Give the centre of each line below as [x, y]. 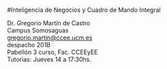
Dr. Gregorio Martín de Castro [49, 23]
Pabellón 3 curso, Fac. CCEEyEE [52, 52]
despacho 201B [29, 45]
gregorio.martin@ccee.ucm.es [50, 38]
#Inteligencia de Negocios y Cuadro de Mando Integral [84, 10]
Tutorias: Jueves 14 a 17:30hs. [49, 59]
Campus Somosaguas [38, 30]
